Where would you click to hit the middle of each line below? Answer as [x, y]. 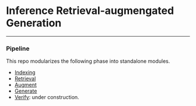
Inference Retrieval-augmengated [90, 11]
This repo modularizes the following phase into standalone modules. [88, 61]
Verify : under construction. [47, 97]
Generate [26, 91]
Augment [25, 85]
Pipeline [18, 48]
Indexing [25, 73]
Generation [34, 23]
